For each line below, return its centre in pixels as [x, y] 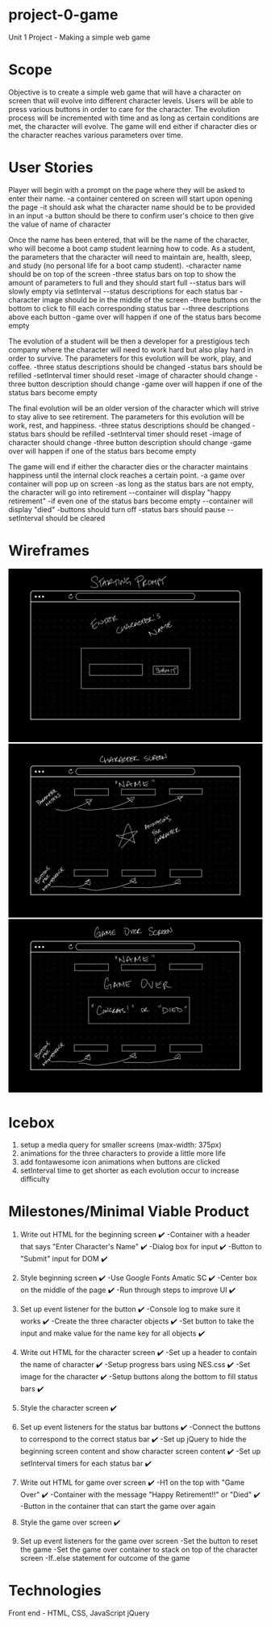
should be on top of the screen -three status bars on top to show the [122, 274]
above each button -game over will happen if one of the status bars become [135, 317]
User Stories [51, 168]
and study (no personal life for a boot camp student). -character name [125, 265]
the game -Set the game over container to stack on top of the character [139, 1549]
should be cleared [75, 518]
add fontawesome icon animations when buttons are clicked [120, 1162]
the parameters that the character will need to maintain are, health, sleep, [130, 256]
